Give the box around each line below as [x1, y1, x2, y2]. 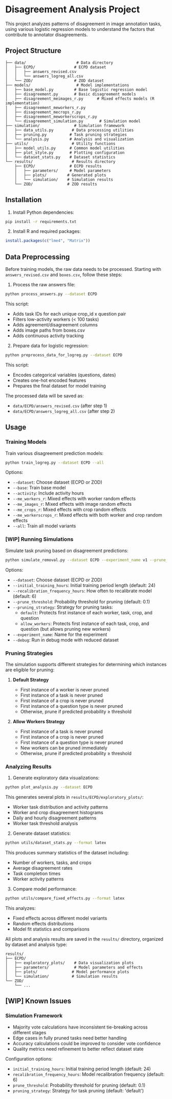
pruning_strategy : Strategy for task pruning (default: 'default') [12, 1087, 144, 1093]
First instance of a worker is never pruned [20, 686, 109, 692]
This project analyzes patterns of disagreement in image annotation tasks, [5, 21, 162, 27]
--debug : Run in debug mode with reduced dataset [12, 636, 119, 643]
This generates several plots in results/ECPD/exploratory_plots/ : [5, 794, 144, 800]
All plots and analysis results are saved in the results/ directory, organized [5, 936, 164, 942]
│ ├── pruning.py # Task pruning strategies [5, 132, 127, 137]
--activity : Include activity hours [12, 490, 84, 497]
